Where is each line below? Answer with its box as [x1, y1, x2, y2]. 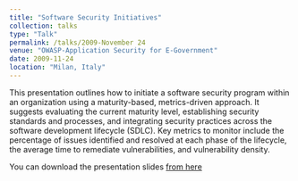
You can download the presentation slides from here [9, 161, 203, 172]
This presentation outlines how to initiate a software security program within [9, 86, 290, 98]
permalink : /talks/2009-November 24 [9, 37, 146, 47]
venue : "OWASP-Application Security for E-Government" [9, 46, 218, 55]
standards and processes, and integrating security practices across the [9, 115, 273, 126]
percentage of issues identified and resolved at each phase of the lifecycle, [9, 135, 287, 145]
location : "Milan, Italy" [9, 63, 106, 72]
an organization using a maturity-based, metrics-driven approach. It [9, 96, 260, 107]
